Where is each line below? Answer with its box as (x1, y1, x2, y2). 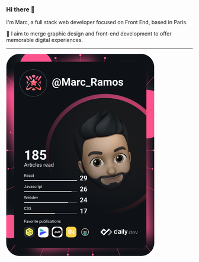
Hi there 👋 (6, 5, 36, 14)
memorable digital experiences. (6, 37, 84, 44)
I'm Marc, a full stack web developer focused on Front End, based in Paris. (6, 19, 188, 26)
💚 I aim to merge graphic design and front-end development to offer (6, 30, 172, 37)
